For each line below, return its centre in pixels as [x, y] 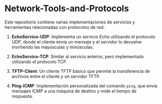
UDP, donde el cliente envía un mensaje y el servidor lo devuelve [77, 42]
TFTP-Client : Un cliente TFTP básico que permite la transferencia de [81, 71]
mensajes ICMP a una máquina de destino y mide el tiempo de [74, 91]
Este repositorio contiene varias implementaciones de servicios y [70, 22]
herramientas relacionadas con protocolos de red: [55, 27]
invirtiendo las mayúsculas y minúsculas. [53, 47]
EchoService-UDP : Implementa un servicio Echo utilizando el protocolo [83, 37]
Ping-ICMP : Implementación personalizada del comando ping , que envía [84, 85]
